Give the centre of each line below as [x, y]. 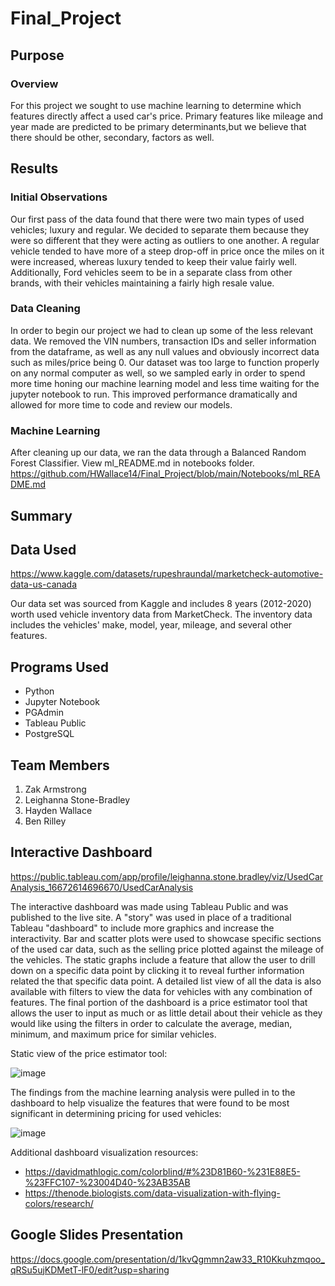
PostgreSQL [49, 734]
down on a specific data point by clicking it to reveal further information [157, 970]
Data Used [43, 549]
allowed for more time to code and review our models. [121, 404]
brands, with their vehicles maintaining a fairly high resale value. [142, 283]
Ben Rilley [45, 821]
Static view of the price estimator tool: [89, 1053]
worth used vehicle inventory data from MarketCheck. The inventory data [161, 614]
